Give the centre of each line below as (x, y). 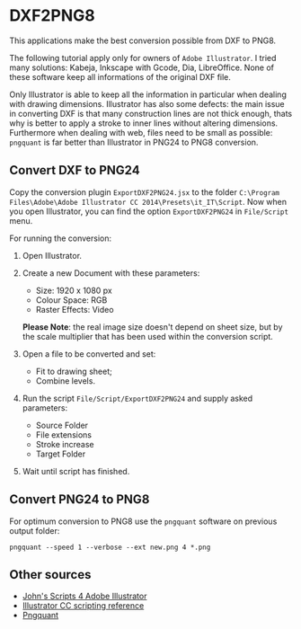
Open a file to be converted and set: (89, 354)
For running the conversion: (61, 238)
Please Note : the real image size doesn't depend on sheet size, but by (152, 327)
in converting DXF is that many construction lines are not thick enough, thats (151, 113)
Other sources (50, 575)
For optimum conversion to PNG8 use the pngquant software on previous (143, 521)
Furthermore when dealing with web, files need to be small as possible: (141, 132)
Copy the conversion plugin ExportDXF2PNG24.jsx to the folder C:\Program (145, 192)
